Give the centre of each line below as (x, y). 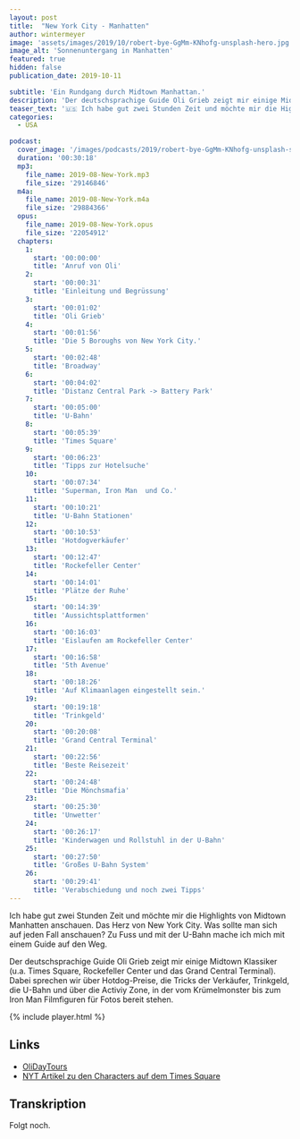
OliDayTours (45, 1067)
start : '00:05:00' (67, 408)
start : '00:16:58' (67, 657)
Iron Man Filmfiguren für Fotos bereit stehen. (92, 999)
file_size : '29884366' (67, 208)
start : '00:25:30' (67, 807)
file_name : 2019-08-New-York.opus (89, 225)
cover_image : (42, 150)
